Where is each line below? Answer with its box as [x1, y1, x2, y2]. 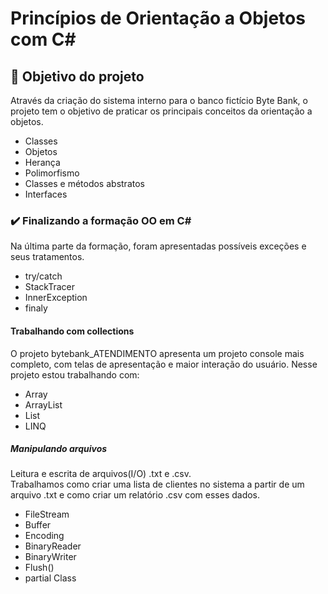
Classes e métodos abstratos [24, 178, 145, 189]
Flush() [24, 562, 55, 574]
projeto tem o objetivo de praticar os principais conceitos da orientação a [10, 105, 313, 117]
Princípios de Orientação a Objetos [10, 7, 306, 30]
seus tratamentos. [10, 251, 85, 263]
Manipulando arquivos [10, 443, 108, 455]
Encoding [24, 530, 65, 542]
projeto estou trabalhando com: [10, 368, 140, 381]
